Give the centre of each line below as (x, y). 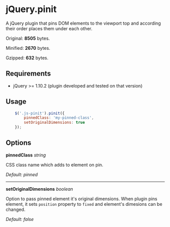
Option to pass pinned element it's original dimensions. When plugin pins (82, 199)
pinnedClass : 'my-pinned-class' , (59, 118)
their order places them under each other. (49, 28)
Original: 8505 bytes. (28, 38)
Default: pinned (22, 174)
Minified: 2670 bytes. (28, 48)
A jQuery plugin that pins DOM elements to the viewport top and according (83, 23)
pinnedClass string (26, 155)
